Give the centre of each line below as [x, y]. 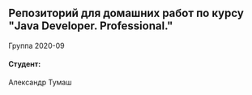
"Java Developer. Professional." [91, 26]
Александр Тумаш [40, 82]
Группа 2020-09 [36, 45]
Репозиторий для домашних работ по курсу [126, 13]
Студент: [25, 64]
